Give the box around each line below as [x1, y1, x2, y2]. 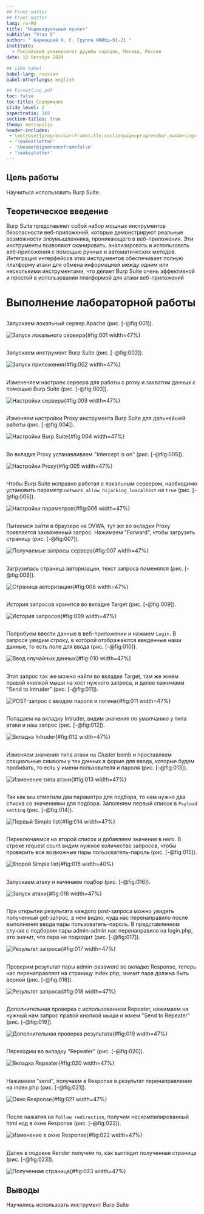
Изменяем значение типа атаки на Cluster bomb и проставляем [6, 750, 172, 758]
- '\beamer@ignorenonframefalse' [8, 144, 94, 150]
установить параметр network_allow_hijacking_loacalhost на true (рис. [6, 486, 191, 493]
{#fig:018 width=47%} [60, 987, 117, 995]
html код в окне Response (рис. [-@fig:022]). [6, 1120, 121, 1127]
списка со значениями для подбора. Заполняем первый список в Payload [6, 800, 198, 807]
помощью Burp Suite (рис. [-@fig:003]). [6, 385, 109, 392]
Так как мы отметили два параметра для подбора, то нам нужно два [6, 793, 186, 801]
